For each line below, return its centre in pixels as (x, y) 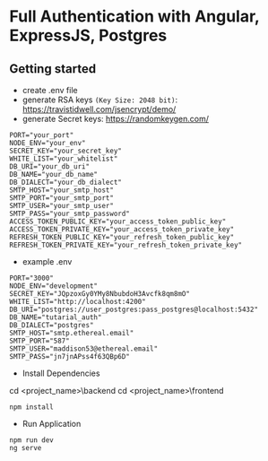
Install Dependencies (61, 373)
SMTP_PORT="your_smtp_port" (62, 198)
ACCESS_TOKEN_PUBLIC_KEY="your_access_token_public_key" (118, 222)
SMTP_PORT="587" (39, 341)
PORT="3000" (31, 278)
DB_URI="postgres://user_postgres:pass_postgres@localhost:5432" (134, 309)
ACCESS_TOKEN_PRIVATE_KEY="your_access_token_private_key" (122, 230)
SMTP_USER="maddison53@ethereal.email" (84, 349)
